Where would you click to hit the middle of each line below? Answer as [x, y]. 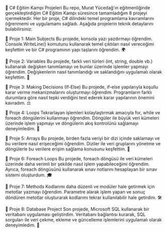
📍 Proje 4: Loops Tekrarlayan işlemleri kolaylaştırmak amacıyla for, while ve [83, 112]
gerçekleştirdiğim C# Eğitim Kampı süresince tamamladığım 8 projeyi [76, 13]
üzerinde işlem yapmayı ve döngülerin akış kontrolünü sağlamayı [72, 123]
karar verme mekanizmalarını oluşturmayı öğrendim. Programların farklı [78, 92]
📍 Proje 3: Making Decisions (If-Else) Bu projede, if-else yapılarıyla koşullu [82, 87]
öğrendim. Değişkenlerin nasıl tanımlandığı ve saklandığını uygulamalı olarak [83, 72]
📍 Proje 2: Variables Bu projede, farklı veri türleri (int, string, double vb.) [79, 61]
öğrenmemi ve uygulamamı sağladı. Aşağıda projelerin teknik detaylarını [79, 24]
